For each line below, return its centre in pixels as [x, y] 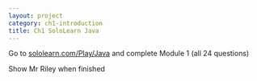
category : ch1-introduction [56, 23]
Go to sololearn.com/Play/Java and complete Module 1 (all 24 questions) [129, 54]
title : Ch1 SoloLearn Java [54, 30]
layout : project [36, 16]
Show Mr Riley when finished [57, 69]
